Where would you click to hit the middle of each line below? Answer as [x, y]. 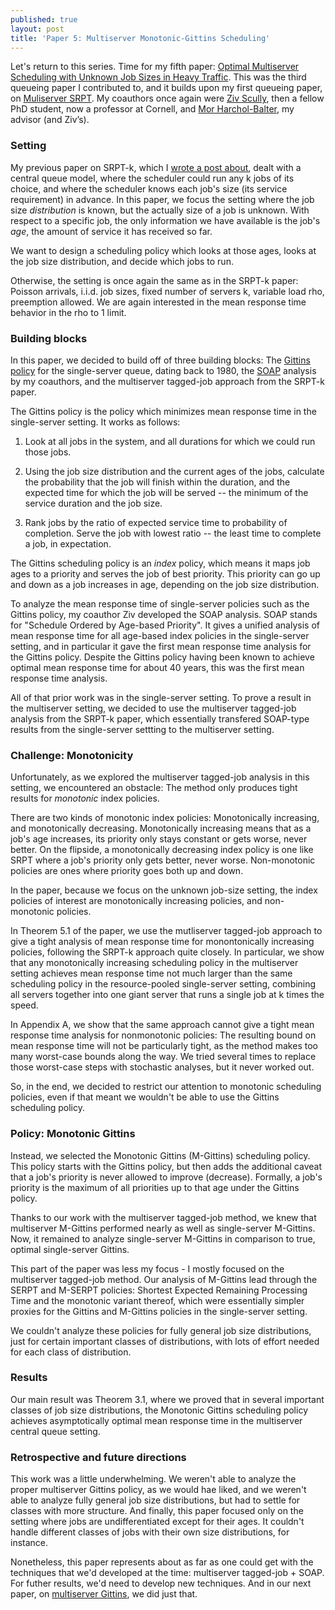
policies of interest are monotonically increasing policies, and [136, 901]
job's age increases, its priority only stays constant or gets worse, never [159, 839]
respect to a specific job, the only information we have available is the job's [165, 220]
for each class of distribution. [71, 1352]
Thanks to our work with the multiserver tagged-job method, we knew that [163, 1217]
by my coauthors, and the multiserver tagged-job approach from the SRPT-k [167, 381]
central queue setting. [55, 1431]
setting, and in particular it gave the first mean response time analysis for [161, 646]
